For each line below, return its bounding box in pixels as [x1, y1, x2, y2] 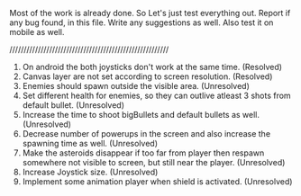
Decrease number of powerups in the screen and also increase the [22, 129, 271, 138]
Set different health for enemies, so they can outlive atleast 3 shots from [22, 90, 291, 101]
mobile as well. [9, 27, 65, 37]
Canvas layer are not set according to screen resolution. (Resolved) [22, 71, 273, 82]
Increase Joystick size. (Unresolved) [22, 166, 159, 177]
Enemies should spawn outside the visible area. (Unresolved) [22, 81, 250, 91]
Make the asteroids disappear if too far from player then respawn [22, 147, 265, 158]
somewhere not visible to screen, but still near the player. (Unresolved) [22, 157, 286, 167]
